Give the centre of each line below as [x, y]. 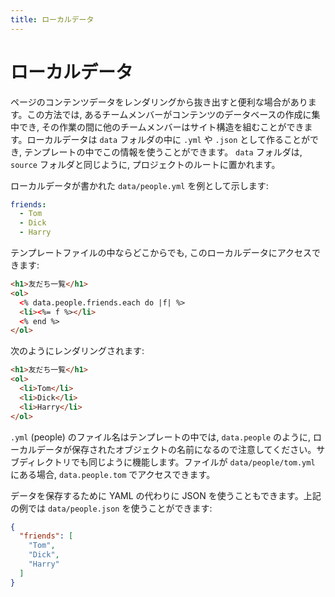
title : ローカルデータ [52, 19]
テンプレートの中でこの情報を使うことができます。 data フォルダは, [163, 152]
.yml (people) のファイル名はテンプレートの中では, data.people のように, [161, 437]
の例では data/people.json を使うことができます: [111, 508]
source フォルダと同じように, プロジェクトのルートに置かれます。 [145, 164]
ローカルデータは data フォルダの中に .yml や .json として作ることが [168, 139]
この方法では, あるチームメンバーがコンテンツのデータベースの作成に [169, 114]
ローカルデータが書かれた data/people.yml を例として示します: [139, 185]
